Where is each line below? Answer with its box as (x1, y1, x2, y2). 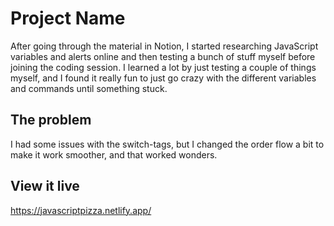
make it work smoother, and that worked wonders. (10, 148, 218, 161)
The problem (10, 112, 92, 129)
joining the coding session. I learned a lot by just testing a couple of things (10, 61, 317, 73)
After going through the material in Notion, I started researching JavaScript (10, 40, 319, 52)
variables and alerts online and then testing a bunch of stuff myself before (10, 50, 316, 62)
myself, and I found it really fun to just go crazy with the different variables (10, 72, 317, 84)
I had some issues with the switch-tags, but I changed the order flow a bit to (10, 138, 325, 150)
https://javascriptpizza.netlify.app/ (10, 204, 152, 216)
